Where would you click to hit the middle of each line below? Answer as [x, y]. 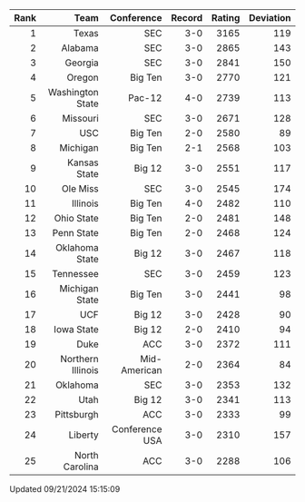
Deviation [270, 18]
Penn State [76, 233]
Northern [80, 359]
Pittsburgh [77, 414]
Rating [226, 18]
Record [187, 18]
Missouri [81, 118]
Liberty [84, 435]
